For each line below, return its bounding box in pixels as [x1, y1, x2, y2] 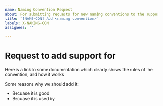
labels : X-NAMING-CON [5, 20, 49, 26]
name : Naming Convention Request [5, 7, 73, 12]
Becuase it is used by [12, 96, 55, 102]
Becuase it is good [12, 90, 49, 96]
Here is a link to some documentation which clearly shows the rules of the [5, 67, 153, 72]
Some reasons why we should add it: [5, 81, 79, 87]
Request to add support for [5, 51, 116, 61]
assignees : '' [5, 25, 34, 30]
